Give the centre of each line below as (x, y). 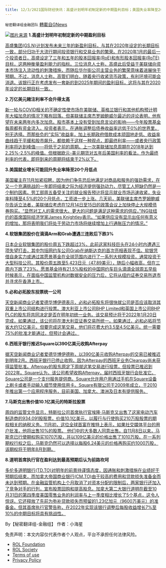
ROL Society (25, 549)
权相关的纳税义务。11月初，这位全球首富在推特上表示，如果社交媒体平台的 (81, 424)
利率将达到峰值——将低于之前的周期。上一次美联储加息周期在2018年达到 (79, 147)
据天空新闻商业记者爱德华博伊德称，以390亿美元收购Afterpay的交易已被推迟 (83, 354)
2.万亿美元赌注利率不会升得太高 (38, 99)
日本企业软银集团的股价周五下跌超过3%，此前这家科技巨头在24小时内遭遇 (81, 244)
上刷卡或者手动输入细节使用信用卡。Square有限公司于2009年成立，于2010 (81, 385)
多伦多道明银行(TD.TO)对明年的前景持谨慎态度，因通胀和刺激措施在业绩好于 (82, 470)
